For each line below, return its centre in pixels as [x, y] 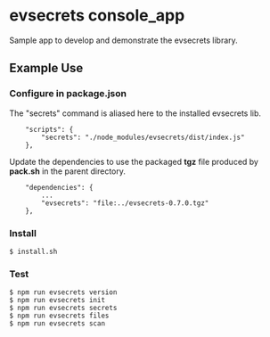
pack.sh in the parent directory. [68, 171]
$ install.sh [33, 251]
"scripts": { [49, 129]
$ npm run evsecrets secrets [63, 308]
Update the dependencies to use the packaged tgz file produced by [134, 161]
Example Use [46, 68]
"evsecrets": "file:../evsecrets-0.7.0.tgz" [125, 203]
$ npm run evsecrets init [57, 300]
